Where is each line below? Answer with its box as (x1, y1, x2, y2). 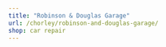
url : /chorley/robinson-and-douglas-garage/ (8, 19, 159, 27)
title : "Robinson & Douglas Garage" (8, 11, 130, 20)
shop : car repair (8, 26, 66, 34)
